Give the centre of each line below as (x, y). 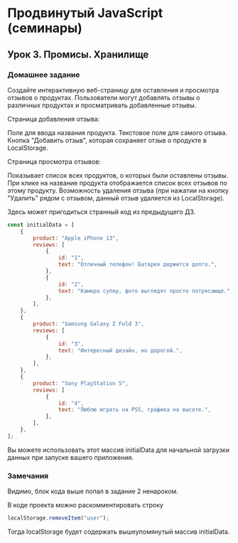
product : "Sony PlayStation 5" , (81, 383)
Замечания (28, 475)
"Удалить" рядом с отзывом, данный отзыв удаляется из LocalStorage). (116, 198)
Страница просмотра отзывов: (54, 161)
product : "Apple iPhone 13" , (76, 238)
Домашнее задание (44, 75)
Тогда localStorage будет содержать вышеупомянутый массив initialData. (119, 532)
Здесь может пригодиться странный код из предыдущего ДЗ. (102, 212)
